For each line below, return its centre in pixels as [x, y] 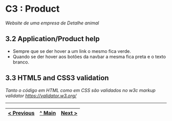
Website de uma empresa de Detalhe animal [52, 23]
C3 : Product [33, 9]
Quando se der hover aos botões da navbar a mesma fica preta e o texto [89, 56]
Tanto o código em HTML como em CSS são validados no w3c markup [81, 90]
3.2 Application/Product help [52, 39]
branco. [21, 62]
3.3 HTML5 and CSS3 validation [57, 78]
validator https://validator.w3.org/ [41, 96]
